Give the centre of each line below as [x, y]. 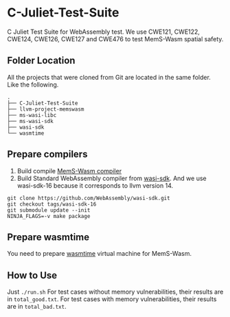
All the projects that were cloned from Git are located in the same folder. [109, 77]
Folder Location [41, 61]
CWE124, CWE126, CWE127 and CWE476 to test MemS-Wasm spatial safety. [115, 39]
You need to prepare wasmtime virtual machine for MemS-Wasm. [100, 254]
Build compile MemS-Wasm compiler [69, 171]
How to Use [32, 275]
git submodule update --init [49, 210]
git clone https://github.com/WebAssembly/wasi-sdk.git [89, 198]
